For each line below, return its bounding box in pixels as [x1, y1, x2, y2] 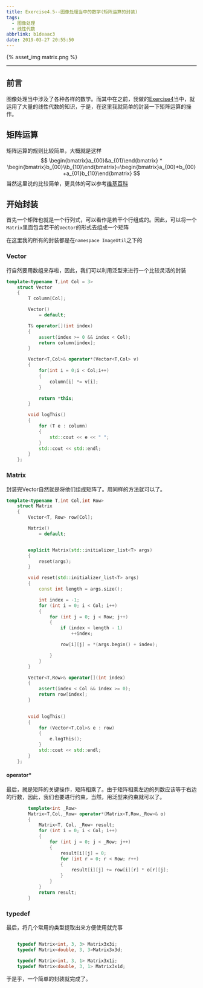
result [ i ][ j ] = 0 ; [60, 850, 107, 856]
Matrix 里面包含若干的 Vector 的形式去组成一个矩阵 [6, 224, 129, 231]
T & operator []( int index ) [28, 322, 94, 329]
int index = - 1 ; [38, 597, 80, 603]
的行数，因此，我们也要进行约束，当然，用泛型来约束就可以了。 [6, 793, 165, 800]
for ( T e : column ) [38, 423, 88, 429]
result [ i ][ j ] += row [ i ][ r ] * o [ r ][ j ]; [71, 867, 169, 873]
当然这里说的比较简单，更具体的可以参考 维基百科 [6, 179, 128, 187]
